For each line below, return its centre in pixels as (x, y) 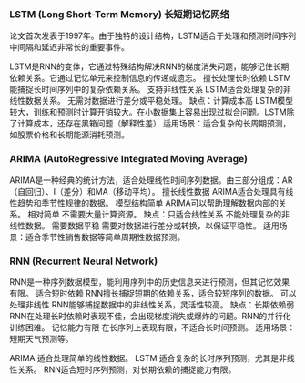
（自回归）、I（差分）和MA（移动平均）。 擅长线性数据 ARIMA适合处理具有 (147, 191)
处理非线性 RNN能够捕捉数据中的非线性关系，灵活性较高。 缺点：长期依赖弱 (152, 304)
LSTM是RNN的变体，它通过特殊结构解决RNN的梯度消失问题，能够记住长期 (149, 66)
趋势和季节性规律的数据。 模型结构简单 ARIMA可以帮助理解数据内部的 (148, 203)
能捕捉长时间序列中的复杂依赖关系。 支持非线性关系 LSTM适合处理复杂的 (147, 89)
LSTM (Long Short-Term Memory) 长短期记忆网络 (119, 14)
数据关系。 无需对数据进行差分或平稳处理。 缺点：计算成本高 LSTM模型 (159, 101)
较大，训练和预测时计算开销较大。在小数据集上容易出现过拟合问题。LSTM (148, 112)
